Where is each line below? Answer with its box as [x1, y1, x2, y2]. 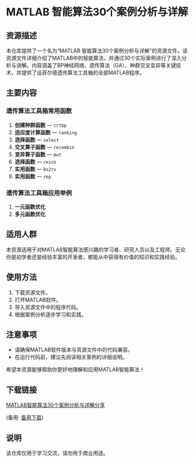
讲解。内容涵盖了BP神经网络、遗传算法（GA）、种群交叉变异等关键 [16, 62, 176, 69]
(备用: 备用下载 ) [6, 414, 44, 421]
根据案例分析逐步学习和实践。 [14, 311, 86, 318]
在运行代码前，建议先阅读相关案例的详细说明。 [14, 354, 127, 361]
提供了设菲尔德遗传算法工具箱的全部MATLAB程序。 [21, 69, 145, 76]
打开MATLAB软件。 [14, 296, 61, 303]
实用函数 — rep [14, 172, 51, 179]
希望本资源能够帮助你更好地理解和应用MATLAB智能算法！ [6, 366, 145, 373]
